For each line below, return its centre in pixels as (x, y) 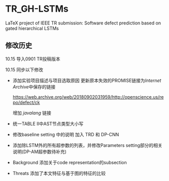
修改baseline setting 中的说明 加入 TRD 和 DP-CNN (66, 134)
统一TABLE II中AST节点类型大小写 (48, 124)
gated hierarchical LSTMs (32, 28)
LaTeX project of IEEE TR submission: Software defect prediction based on (83, 23)
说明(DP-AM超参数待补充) (40, 152)
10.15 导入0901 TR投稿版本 (33, 58)
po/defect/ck (26, 102)
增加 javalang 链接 (32, 113)
